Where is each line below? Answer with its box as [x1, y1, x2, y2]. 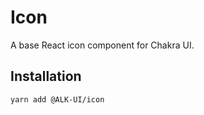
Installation [10, 68, 82, 85]
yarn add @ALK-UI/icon [10, 94, 105, 105]
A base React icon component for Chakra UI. [10, 39, 195, 51]
